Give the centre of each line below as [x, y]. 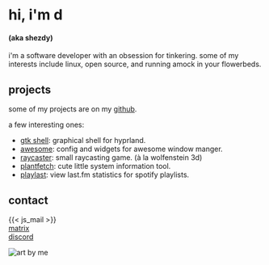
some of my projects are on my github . [73, 109]
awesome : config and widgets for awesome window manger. [122, 149]
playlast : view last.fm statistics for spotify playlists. [105, 175]
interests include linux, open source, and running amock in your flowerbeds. [135, 64]
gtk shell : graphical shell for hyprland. [83, 141]
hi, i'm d [36, 15]
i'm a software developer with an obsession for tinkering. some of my [124, 56]
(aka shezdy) [31, 37]
